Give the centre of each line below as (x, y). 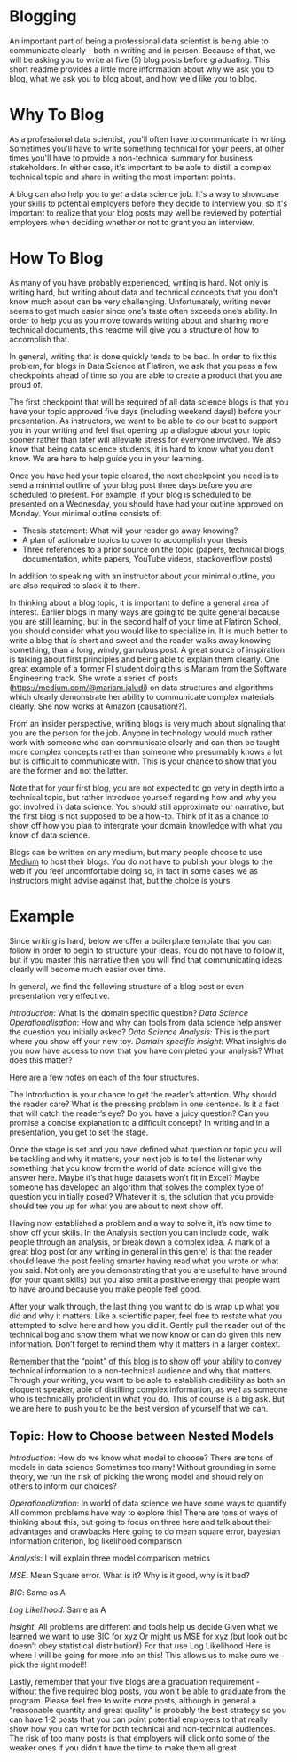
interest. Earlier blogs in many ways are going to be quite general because (145, 612)
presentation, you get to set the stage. (79, 1132)
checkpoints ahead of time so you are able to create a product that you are (146, 375)
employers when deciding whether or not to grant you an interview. (132, 222)
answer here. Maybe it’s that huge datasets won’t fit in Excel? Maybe (134, 1177)
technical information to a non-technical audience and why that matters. (141, 1370)
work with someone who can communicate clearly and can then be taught (145, 742)
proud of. (26, 384)
